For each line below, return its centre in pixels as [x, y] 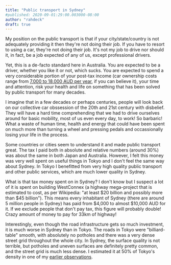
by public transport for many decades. [45, 92]
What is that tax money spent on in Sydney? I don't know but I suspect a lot [84, 182]
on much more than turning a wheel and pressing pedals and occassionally [84, 129]
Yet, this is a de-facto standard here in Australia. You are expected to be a [83, 65]
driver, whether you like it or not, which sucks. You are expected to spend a [84, 71]
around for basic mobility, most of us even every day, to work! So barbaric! [84, 119]
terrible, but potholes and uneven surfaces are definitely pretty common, [82, 246]
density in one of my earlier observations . [49, 257]
